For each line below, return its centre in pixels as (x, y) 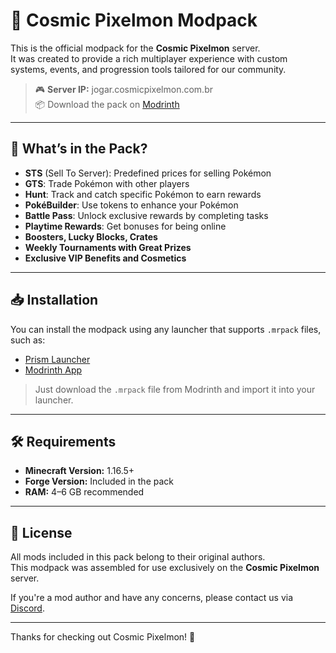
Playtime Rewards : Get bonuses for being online (125, 226)
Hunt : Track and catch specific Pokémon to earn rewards (143, 194)
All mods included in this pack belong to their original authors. (138, 557)
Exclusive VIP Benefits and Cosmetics (105, 258)
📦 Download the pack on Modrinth (107, 104)
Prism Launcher (57, 359)
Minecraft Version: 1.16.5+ (79, 471)
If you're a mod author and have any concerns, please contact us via (152, 598)
